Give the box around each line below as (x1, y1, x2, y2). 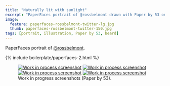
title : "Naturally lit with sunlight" (5, 7, 87, 13)
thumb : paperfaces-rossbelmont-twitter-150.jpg (10, 26, 112, 31)
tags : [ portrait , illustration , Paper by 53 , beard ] (5, 31, 119, 36)
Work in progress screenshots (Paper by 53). (18, 75, 112, 81)
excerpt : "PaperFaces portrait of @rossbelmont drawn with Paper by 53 (5, 12, 159, 17)
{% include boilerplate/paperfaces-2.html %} (5, 55, 100, 61)
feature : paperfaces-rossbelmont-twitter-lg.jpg (10, 21, 114, 27)
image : (5, 17, 19, 22)
